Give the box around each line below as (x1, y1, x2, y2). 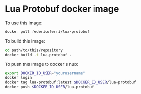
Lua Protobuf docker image (5, 3, 119, 15)
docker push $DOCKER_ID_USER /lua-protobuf (5, 85, 94, 90)
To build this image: (5, 38, 46, 44)
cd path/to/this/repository (5, 48, 63, 53)
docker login (5, 75, 32, 80)
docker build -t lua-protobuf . (5, 52, 72, 57)
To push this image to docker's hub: (5, 61, 78, 67)
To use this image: (5, 20, 43, 26)
